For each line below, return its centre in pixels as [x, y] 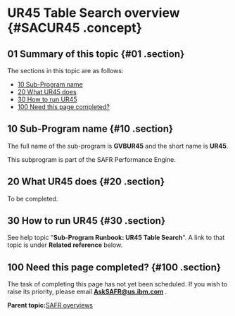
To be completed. [33, 198]
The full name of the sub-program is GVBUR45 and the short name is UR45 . [118, 146]
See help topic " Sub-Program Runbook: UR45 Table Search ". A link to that [116, 238]
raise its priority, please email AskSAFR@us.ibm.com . [87, 292]
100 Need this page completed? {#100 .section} [114, 267]
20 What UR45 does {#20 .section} [86, 182]
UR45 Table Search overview [94, 13]
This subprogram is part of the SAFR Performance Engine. [91, 159]
